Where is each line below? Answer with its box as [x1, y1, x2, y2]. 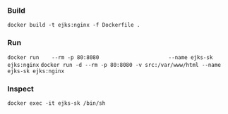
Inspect [7, 84, 34, 94]
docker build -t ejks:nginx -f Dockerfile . [7, 22, 140, 29]
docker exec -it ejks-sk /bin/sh [7, 99, 106, 107]
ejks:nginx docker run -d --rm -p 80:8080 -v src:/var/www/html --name [7, 61, 221, 68]
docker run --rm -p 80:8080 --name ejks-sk [7, 53, 213, 61]
